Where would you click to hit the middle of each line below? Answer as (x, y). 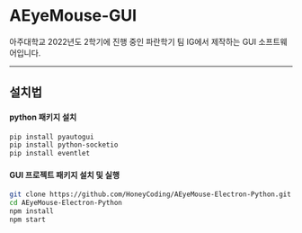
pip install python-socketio (64, 145)
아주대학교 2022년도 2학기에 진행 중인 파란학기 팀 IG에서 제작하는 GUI (133, 41)
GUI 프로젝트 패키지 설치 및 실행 (64, 175)
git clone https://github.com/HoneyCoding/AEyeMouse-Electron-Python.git (151, 194)
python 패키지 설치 (43, 117)
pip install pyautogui (52, 137)
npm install (31, 211)
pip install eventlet (50, 154)
